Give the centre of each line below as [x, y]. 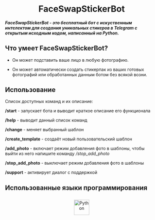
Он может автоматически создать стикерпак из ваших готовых [78, 69]
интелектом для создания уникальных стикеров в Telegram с [71, 28]
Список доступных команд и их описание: [49, 102]
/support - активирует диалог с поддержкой [51, 172]
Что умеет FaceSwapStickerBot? [57, 48]
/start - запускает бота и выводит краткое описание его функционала [78, 111]
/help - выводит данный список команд [46, 120]
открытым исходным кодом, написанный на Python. [62, 33]
